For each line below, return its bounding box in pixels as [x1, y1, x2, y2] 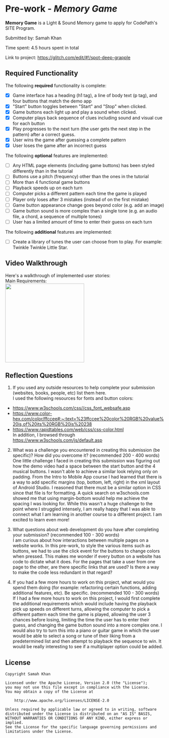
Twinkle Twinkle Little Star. [12, 244, 68, 250]
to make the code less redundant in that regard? [12, 569, 112, 575]
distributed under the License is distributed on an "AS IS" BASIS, [5, 711, 152, 717]
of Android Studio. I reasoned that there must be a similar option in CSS [12, 485, 161, 491]
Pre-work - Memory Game [5, 3, 118, 15]
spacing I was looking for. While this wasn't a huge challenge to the [12, 501, 153, 507]
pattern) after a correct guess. [12, 132, 76, 138]
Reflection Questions [5, 372, 73, 380]
